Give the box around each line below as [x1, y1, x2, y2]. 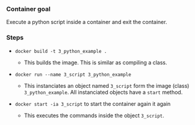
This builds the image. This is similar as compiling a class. [23, 59, 167, 66]
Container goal [6, 5, 51, 13]
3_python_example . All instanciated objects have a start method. [23, 88, 183, 96]
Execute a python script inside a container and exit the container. [6, 19, 167, 26]
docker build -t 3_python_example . [14, 48, 107, 54]
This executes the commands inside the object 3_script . [23, 112, 164, 119]
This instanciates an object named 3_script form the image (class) [23, 82, 190, 89]
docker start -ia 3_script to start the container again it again [14, 100, 171, 107]
